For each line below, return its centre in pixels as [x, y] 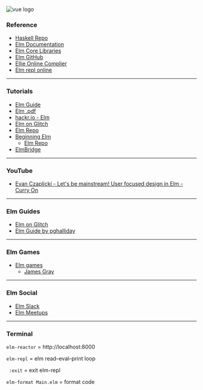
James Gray [39, 272]
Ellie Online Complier [41, 64]
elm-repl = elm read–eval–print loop [51, 359]
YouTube [20, 171]
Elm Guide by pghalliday [45, 231]
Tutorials [20, 92]
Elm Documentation [40, 45]
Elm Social [22, 293]
